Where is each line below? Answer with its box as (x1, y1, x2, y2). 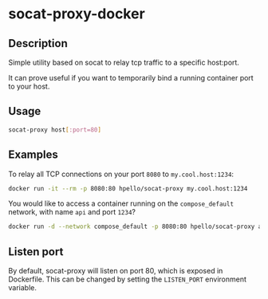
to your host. (8, 81, 50, 91)
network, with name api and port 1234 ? (8, 207, 136, 217)
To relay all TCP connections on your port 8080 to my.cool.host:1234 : (8, 169, 234, 179)
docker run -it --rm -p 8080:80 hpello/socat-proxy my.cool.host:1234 (8, 184, 248, 192)
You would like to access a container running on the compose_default (8, 199, 234, 208)
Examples (8, 148, 58, 162)
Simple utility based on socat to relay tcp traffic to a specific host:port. (8, 57, 239, 67)
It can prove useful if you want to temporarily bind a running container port (8, 73, 254, 82)
